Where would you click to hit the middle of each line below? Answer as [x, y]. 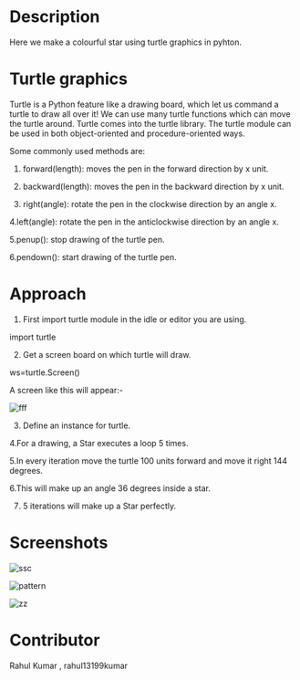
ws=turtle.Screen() [45, 372]
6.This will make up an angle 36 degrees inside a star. [110, 488]
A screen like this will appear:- [66, 390]
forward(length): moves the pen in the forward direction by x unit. [145, 168]
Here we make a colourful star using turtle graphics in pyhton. [126, 42]
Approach [48, 294]
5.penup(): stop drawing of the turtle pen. [88, 239]
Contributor [55, 640]
